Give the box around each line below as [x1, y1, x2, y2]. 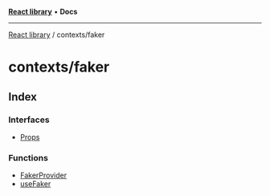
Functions [8, 152, 48, 163]
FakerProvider [19, 170, 67, 180]
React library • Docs [8, 7, 78, 16]
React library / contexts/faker [8, 30, 105, 39]
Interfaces [8, 114, 50, 125]
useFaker [19, 179, 51, 189]
